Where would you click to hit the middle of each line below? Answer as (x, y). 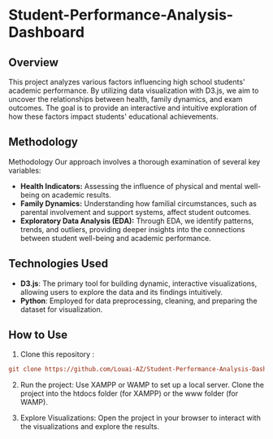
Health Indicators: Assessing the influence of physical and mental (131, 186)
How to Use (38, 335)
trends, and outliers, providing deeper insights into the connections (132, 229)
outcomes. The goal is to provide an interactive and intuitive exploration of (133, 108)
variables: (25, 170)
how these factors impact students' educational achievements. (114, 116)
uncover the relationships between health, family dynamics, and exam (126, 99)
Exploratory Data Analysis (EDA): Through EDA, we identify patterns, (137, 221)
